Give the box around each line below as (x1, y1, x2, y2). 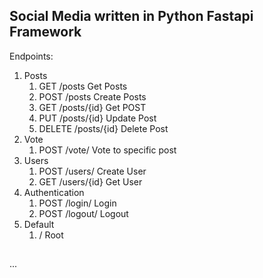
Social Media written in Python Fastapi (9, 8, 254, 25)
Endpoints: (9, 50, 54, 62)
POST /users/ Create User (38, 165, 147, 177)
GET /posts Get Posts (38, 80, 128, 92)
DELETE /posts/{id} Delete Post (38, 122, 169, 134)
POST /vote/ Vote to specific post (38, 144, 177, 156)
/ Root (38, 229, 64, 241)
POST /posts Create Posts (38, 90, 147, 103)
